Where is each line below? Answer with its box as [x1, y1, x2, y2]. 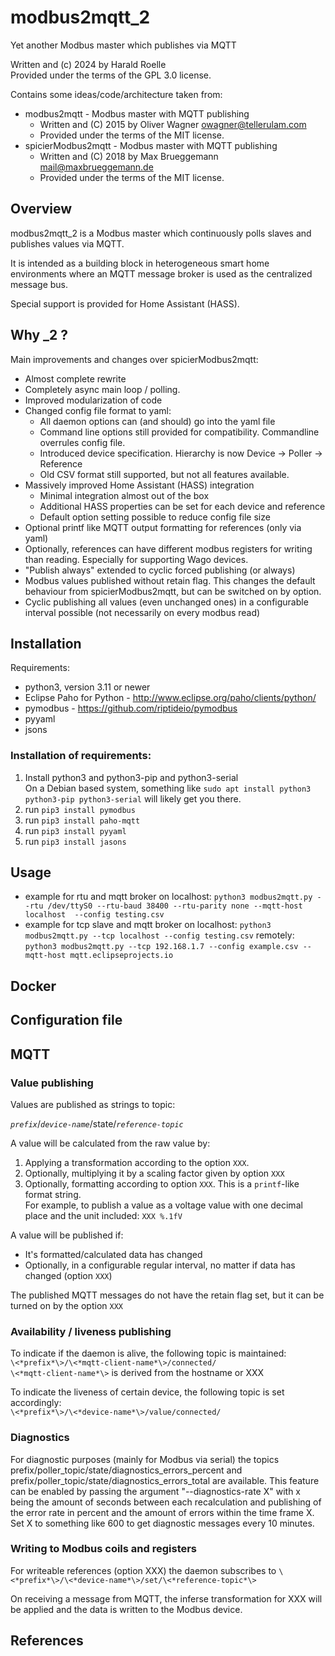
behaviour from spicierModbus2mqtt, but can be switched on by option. [24, 585, 322, 597]
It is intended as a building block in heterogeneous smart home [10, 257, 270, 269]
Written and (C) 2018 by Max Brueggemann [39, 150, 219, 162]
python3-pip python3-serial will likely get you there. [24, 792, 242, 805]
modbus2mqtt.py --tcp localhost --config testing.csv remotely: [24, 929, 295, 941]
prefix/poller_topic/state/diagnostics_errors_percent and [10, 1464, 243, 1476]
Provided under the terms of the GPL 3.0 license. [10, 69, 212, 81]
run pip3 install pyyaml [24, 824, 127, 836]
